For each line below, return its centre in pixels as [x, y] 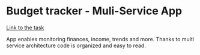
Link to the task [25, 27]
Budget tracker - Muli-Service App [94, 11]
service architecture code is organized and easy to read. [76, 45]
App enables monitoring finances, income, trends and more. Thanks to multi [100, 39]
